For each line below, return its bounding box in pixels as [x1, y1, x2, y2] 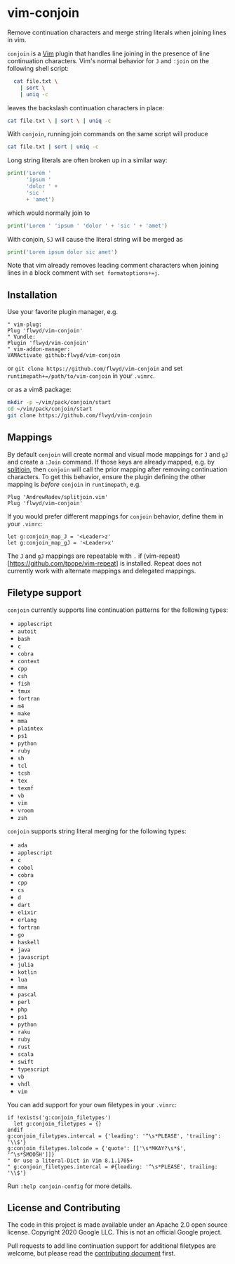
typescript [17, 1066, 50, 1073]
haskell [17, 939, 40, 946]
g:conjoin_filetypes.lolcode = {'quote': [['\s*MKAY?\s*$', [7, 1145, 187, 1152]
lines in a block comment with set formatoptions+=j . [7, 268, 160, 277]
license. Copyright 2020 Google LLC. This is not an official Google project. [7, 1228, 222, 1237]
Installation [7, 289, 58, 301]
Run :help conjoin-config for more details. [7, 1182, 133, 1190]
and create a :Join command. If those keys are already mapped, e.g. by [7, 457, 215, 466]
